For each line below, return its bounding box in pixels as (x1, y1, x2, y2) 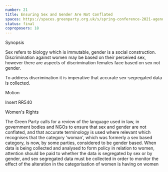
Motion (5, 90, 20, 96)
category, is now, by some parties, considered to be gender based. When (5, 140, 156, 146)
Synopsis (5, 39, 24, 45)
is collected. (5, 80, 30, 86)
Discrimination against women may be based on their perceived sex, (5, 54, 146, 60)
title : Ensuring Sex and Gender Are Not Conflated (5, 12, 113, 17)
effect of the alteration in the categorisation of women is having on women (5, 161, 159, 167)
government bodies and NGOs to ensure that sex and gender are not (5, 124, 146, 130)
